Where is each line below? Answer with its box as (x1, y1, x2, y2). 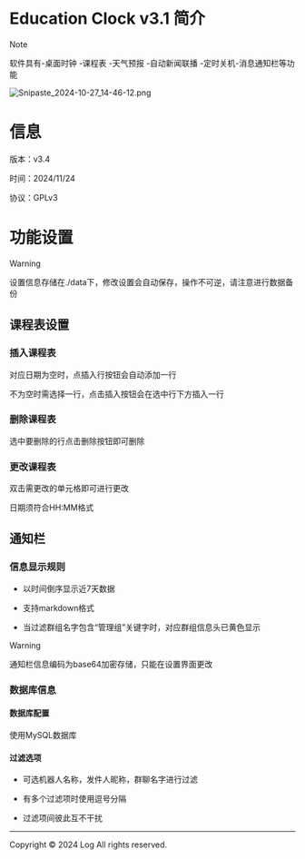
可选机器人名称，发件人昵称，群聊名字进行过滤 (22, 774, 198, 785)
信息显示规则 (9, 560, 66, 573)
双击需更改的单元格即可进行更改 (9, 483, 129, 494)
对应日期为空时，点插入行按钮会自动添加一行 (9, 369, 177, 380)
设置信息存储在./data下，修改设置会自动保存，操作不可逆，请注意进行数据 (9, 276, 286, 287)
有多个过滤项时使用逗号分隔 (22, 794, 127, 805)
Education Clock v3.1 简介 (9, 8, 206, 29)
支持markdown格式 (22, 602, 95, 613)
